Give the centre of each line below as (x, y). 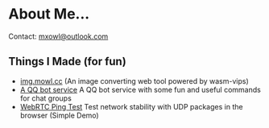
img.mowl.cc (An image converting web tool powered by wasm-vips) (134, 81)
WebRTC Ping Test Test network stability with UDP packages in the (131, 106)
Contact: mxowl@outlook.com (58, 36)
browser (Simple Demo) (59, 115)
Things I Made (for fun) (67, 62)
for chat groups (46, 98)
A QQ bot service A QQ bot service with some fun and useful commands (141, 89)
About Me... (49, 14)
